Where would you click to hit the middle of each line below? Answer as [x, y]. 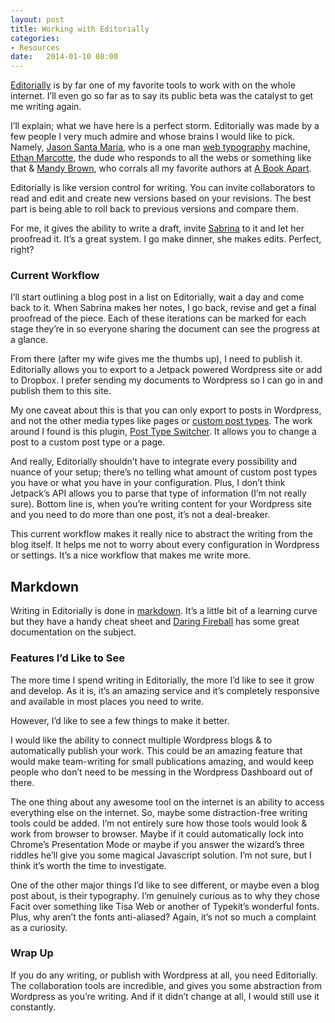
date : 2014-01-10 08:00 [64, 57]
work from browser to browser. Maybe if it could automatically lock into [157, 833]
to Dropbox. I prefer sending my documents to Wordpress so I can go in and [167, 380]
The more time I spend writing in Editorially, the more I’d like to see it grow [162, 680]
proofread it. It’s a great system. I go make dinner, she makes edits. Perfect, [166, 239]
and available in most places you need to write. [107, 701]
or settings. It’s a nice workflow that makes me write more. [131, 555]
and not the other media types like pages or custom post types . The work [161, 421]
